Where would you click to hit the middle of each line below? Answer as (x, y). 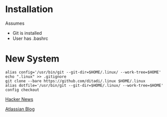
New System (32, 59)
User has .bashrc (30, 38)
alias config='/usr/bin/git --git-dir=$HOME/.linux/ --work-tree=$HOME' (83, 72)
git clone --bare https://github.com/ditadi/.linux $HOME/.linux (75, 81)
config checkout (22, 90)
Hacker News (19, 99)
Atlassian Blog (20, 109)
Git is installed (27, 33)
